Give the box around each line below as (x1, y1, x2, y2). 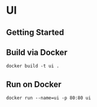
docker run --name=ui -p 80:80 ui (6, 95, 92, 101)
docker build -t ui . (6, 63, 60, 69)
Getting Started (6, 27, 64, 37)
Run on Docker (6, 79, 62, 89)
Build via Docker (6, 47, 68, 57)
